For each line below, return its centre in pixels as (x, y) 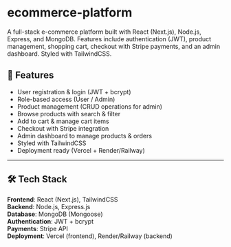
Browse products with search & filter (69, 114)
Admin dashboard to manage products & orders (85, 136)
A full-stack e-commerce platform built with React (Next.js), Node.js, (104, 32)
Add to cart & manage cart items (63, 121)
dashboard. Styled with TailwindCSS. (59, 54)
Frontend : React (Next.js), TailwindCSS (63, 199)
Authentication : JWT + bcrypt (51, 221)
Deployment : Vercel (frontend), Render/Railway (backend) (90, 236)
